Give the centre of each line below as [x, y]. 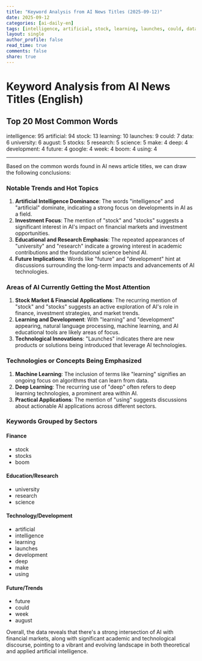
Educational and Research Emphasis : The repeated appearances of [100, 239]
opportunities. [32, 233]
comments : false [26, 51]
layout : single [25, 34]
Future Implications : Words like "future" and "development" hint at [98, 258]
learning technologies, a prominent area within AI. [76, 393]
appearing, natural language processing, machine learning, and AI [96, 326]
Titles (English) [45, 99]
